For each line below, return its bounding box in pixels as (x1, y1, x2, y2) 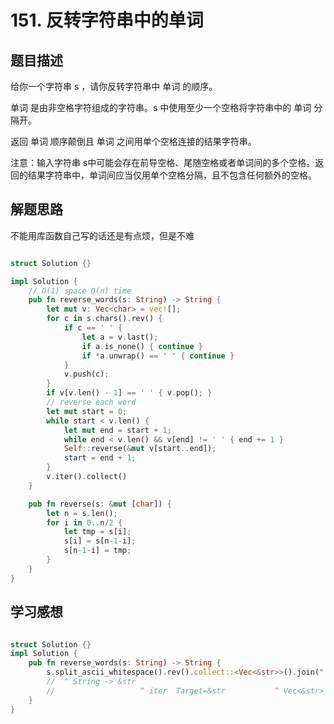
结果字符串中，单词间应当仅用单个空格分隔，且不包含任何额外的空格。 (27, 169, 317, 181)
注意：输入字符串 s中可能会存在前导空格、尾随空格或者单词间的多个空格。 (10, 157, 316, 168)
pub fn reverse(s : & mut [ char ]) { (28, 499, 172, 509)
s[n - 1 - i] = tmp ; (63, 546, 132, 556)
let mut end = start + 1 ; (63, 425, 172, 435)
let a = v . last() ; (81, 332, 159, 342)
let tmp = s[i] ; (63, 527, 132, 537)
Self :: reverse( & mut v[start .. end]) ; (63, 444, 217, 454)
